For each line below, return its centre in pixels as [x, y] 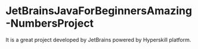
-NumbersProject [49, 23]
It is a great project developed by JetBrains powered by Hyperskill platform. [98, 40]
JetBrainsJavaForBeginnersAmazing [99, 11]
